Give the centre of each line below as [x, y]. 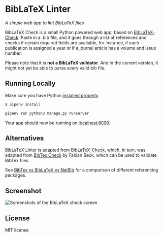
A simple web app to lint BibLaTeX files [45, 23]
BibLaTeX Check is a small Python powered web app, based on [69, 32]
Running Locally [30, 84]
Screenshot [23, 191]
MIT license [17, 230]
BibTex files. [17, 161]
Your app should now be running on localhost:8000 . [58, 123]
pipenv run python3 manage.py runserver [47, 113]
